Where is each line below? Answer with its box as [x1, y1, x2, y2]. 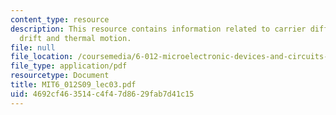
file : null [10, 42, 56, 53]
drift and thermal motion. [19, 33, 132, 43]
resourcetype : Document [10, 71, 110, 81]
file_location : [10, 52, 74, 62]
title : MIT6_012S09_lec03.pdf [10, 80, 137, 90]
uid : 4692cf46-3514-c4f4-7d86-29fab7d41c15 [10, 89, 195, 99]
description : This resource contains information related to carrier [10, 24, 307, 34]
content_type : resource [10, 14, 110, 25]
